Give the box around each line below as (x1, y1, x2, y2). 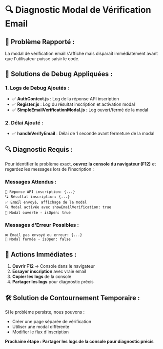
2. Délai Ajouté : (5, 119, 43, 126)
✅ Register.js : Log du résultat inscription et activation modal (12, 101, 135, 107)
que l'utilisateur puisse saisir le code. (5, 56, 80, 62)
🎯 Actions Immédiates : (5, 250, 77, 258)
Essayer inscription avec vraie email (12, 268, 86, 275)
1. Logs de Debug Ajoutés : (5, 85, 69, 92)
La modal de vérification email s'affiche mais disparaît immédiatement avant (5, 50, 158, 56)
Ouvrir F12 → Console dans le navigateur (12, 263, 95, 269)
